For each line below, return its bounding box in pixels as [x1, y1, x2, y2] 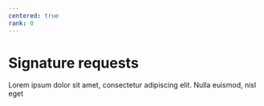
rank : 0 [8, 19, 35, 27]
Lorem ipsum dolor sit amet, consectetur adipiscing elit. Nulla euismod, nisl [8, 80, 257, 90]
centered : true [8, 11, 59, 20]
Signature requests [8, 54, 139, 72]
